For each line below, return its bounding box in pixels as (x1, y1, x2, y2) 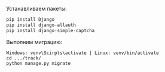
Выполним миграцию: (6, 38, 63, 45)
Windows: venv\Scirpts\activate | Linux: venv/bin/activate (6, 50, 160, 56)
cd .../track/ (6, 55, 42, 61)
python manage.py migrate (6, 60, 71, 66)
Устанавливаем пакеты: (6, 5, 67, 12)
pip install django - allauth (6, 22, 77, 28)
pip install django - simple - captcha (6, 27, 95, 33)
